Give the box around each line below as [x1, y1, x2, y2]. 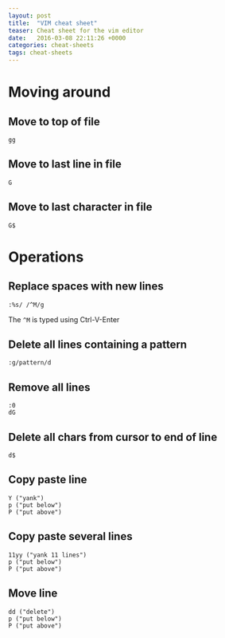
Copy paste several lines [8, 530, 133, 543]
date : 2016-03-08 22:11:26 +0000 [8, 33, 126, 42]
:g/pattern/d [8, 359, 52, 367]
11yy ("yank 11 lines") [8, 551, 87, 559]
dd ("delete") [8, 608, 56, 616]
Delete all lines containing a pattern [8, 338, 188, 352]
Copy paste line [8, 473, 87, 486]
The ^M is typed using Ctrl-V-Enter [8, 314, 120, 324]
